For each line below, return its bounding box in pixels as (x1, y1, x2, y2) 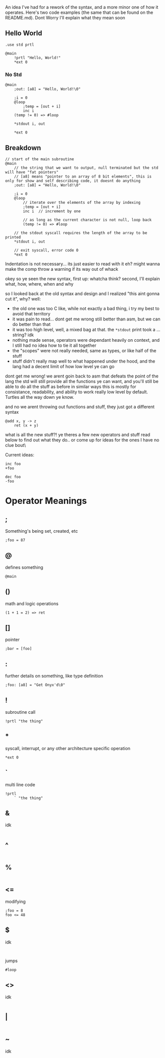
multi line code (5, 781, 36, 788)
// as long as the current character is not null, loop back (23, 217, 152, 222)
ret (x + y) (14, 423, 39, 428)
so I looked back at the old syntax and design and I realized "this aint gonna (5, 290, 160, 297)
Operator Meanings (5, 496, 87, 506)
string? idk (12, 332, 34, 338)
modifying (5, 898, 26, 904)
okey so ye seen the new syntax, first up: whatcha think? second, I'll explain (5, 275, 160, 282)
